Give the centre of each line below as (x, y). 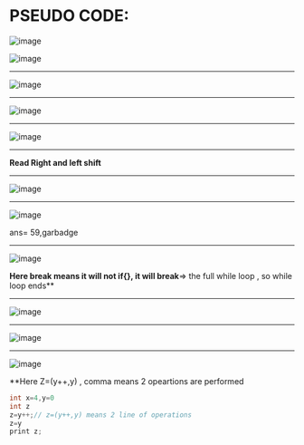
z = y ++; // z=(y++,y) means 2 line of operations (101, 415)
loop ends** (32, 285)
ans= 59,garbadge (44, 232)
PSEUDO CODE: (69, 16)
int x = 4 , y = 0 (32, 398)
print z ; (26, 431)
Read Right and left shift (55, 162)
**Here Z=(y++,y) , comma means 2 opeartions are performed (127, 381)
